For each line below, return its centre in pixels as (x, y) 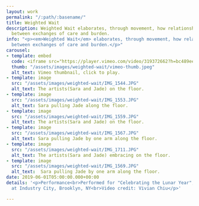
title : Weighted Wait (33, 23)
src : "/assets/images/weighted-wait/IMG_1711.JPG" (75, 150)
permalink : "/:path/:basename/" (46, 17)
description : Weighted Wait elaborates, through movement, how (86, 28)
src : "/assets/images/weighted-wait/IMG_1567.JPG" (75, 133)
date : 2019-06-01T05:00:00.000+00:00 (53, 178)
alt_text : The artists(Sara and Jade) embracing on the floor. (91, 155)
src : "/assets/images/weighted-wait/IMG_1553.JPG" (75, 100)
